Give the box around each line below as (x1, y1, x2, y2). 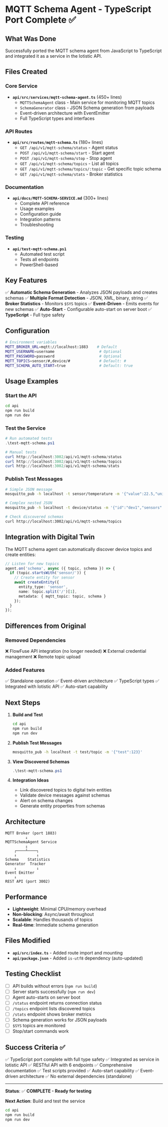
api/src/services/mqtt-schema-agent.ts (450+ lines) (12, 94, 122, 100)
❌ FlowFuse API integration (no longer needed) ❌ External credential (5, 648, 146, 654)
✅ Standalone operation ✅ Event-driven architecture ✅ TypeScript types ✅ (5, 678, 159, 684)
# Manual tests (5, 450, 37, 455)
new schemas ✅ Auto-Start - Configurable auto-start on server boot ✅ (5, 306, 152, 312)
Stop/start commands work (12, 1028, 69, 1034)
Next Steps (5, 698, 40, 707)
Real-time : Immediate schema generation (12, 922, 98, 928)
